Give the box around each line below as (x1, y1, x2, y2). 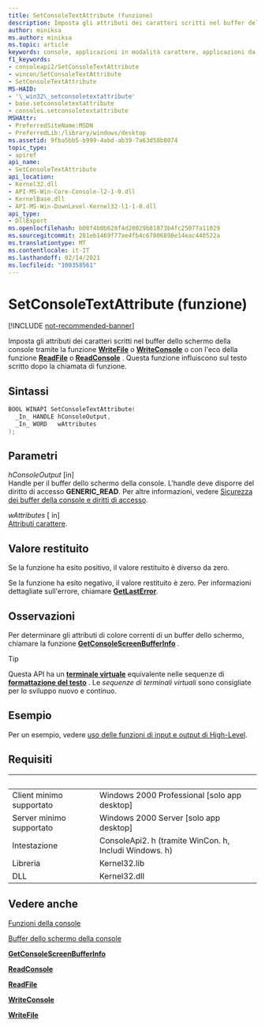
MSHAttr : (8, 114, 37, 122)
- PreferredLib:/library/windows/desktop (8, 129, 147, 137)
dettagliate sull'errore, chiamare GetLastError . (8, 587, 159, 596)
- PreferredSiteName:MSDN (8, 122, 93, 129)
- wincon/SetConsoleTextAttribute (8, 70, 122, 78)
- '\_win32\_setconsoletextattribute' (8, 92, 136, 100)
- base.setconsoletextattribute (8, 99, 114, 107)
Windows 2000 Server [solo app (99, 812, 221, 823)
